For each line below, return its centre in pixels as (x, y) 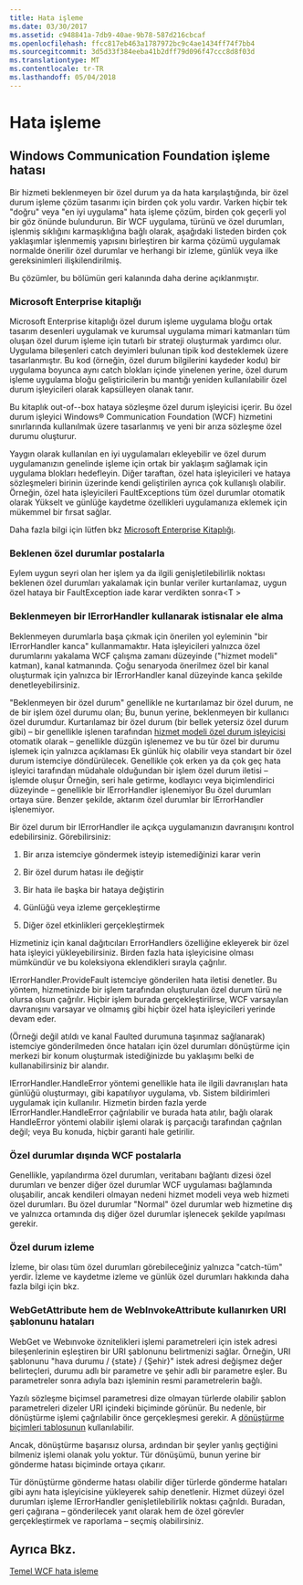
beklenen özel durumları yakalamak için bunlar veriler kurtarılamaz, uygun (148, 583)
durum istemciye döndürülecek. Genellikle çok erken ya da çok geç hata (145, 761)
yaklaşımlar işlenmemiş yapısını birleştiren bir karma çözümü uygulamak (145, 241)
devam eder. (33, 1018)
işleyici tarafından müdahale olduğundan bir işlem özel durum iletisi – (139, 770)
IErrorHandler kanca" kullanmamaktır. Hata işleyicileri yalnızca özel (135, 646)
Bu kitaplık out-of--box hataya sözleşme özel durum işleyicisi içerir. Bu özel (151, 407)
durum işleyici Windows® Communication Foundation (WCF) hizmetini (141, 417)
